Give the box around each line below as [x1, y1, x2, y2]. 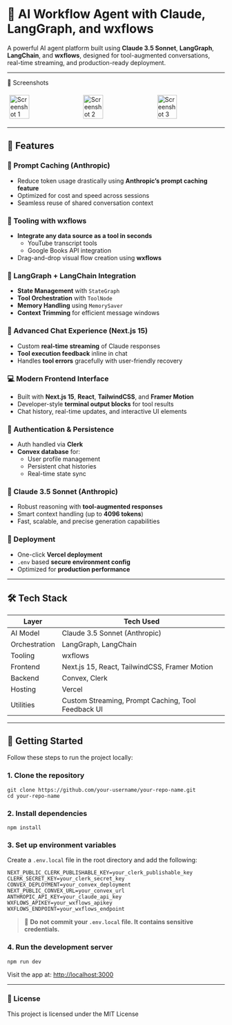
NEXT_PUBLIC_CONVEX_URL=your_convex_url [7, 887, 126, 895]
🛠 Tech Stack [7, 592, 68, 604]
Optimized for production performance [17, 565, 130, 573]
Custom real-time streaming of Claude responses [17, 342, 161, 350]
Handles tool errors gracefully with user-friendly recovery [17, 356, 183, 365]
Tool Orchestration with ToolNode [17, 294, 113, 302]
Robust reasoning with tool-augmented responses [17, 502, 164, 511]
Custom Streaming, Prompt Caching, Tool [61, 696, 196, 705]
